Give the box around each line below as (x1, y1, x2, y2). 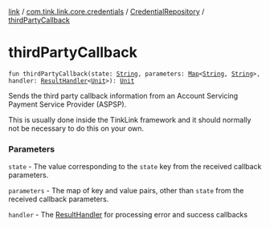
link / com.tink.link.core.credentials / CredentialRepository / (8, 7, 205, 16)
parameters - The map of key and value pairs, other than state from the (8, 186, 244, 196)
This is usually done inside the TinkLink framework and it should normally (8, 115, 252, 124)
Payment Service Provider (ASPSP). (8, 99, 127, 109)
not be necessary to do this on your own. (8, 124, 145, 133)
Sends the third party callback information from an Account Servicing (8, 91, 239, 100)
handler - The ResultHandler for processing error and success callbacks (8, 210, 247, 220)
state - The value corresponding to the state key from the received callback (8, 162, 262, 172)
